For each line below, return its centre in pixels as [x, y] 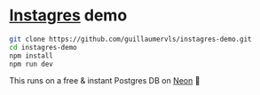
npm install [31, 55]
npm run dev [31, 64]
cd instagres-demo [43, 47]
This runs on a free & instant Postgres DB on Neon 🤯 [105, 81]
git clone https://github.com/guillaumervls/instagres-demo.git [130, 39]
